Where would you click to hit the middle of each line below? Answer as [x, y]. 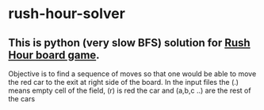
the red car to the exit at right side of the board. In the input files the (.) [124, 82]
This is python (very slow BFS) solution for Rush [130, 43]
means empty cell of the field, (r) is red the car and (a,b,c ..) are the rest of [130, 90]
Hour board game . [54, 55]
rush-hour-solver [67, 14]
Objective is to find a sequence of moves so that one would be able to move [132, 74]
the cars [22, 99]
